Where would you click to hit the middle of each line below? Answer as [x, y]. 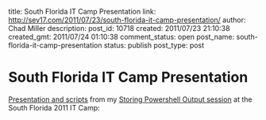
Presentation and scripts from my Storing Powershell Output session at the [130, 99]
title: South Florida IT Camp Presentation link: [82, 12]
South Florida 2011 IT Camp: [54, 107]
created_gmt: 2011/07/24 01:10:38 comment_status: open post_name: [121, 37]
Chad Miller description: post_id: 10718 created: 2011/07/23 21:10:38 [119, 28]
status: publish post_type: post [154, 45]
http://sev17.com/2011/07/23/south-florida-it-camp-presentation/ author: [127, 20]
